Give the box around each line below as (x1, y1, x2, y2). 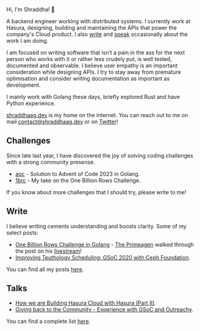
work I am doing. (6, 37, 49, 44)
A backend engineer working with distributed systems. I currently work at (6, 18, 191, 24)
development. (6, 81, 41, 89)
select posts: (6, 229, 38, 236)
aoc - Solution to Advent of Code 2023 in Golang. (15, 170, 140, 177)
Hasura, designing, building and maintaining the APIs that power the (6, 24, 177, 31)
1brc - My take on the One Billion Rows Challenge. (15, 176, 141, 184)
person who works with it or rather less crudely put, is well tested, (6, 56, 172, 62)
